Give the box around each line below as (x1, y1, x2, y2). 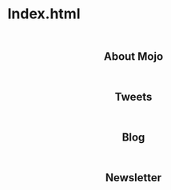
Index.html (7, 5, 81, 23)
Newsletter (105, 171, 162, 184)
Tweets (114, 90, 153, 104)
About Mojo (103, 49, 164, 64)
